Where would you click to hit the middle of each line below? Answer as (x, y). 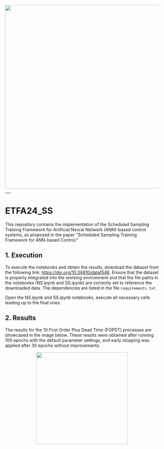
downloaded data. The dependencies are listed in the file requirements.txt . (81, 288)
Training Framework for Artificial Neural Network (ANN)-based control (76, 229)
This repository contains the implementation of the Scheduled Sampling (77, 224)
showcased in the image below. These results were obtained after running (79, 335)
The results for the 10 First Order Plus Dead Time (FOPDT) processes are (78, 330)
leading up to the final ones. (33, 302)
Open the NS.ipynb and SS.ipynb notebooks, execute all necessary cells (78, 297)
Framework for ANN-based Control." (42, 240)
